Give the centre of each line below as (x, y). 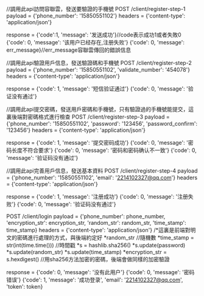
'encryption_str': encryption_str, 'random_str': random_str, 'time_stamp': (97, 223)
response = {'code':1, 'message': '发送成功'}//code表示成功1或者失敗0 (94, 35)
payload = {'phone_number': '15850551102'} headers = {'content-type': (96, 16)
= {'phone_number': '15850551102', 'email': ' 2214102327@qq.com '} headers (102, 177)
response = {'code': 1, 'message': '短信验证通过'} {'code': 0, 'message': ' (97, 89)
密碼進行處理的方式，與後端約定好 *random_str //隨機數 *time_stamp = (105, 238)
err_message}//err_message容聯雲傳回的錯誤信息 (69, 50)
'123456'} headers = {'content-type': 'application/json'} (76, 130)
